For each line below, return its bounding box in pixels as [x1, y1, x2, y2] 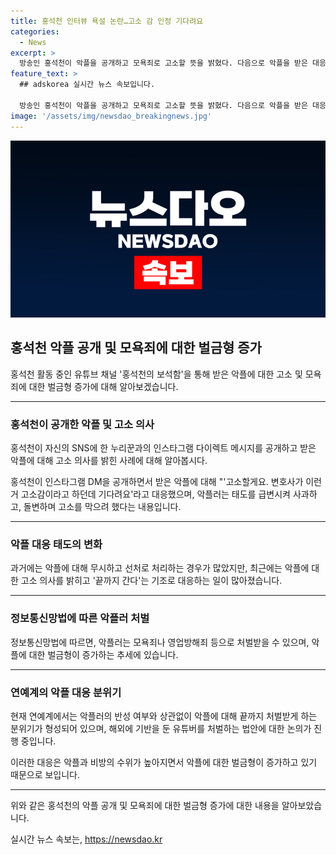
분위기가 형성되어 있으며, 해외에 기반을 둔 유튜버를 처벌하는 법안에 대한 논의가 [10, 723, 312, 734]
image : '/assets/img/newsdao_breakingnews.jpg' [10, 111, 213, 121]
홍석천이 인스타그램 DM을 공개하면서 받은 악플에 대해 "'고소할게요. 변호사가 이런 [10, 476, 322, 488]
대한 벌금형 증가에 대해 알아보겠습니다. [28, 380, 179, 392]
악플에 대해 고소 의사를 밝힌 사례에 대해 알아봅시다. [10, 455, 208, 467]
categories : [10, 26, 60, 37]
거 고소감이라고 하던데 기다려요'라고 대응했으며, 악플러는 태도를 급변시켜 [10, 488, 291, 500]
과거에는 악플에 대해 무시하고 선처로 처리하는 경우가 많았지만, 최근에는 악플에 [10, 562, 310, 574]
